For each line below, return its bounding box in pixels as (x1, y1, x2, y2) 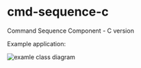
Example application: (7, 39, 66, 48)
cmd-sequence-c (7, 4, 110, 20)
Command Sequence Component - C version (7, 27, 135, 35)
